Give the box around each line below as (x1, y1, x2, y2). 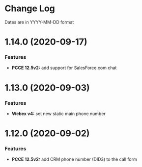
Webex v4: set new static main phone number (11, 111, 106, 117)
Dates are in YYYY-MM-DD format (4, 19, 74, 25)
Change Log (4, 3, 55, 14)
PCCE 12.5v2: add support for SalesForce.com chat (11, 65, 117, 71)
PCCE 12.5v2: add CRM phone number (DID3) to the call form (11, 156, 137, 162)
